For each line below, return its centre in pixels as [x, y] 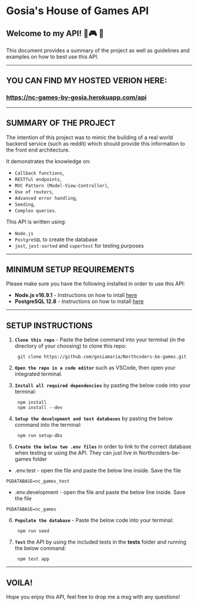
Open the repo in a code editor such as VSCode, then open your [95, 368]
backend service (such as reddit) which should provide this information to [96, 143]
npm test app [33, 559]
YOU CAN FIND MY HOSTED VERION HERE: [87, 81]
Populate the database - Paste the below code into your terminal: [94, 521]
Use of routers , [34, 191]
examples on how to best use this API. [52, 57]
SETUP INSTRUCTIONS [49, 325]
